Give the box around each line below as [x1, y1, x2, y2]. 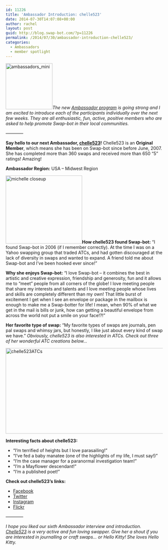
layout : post [5, 26, 33, 31]
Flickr [12, 503, 24, 510]
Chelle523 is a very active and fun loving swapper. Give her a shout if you [5, 528, 158, 534]
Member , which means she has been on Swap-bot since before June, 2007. [5, 145, 163, 151]
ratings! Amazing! [5, 155, 42, 161]
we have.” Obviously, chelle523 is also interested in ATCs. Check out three [5, 332, 159, 338]
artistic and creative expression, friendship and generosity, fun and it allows [5, 275, 162, 281]
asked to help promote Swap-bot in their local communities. [5, 120, 129, 126]
